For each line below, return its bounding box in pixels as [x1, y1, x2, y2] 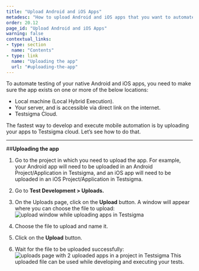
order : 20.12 [6, 20, 38, 25]
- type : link [6, 53, 38, 59]
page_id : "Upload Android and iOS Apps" [6, 25, 108, 31]
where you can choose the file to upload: [14, 205, 115, 212]
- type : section [6, 42, 46, 48]
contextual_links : [6, 36, 52, 42]
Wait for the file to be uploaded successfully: [14, 246, 124, 253]
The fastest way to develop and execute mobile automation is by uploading [6, 122, 190, 129]
